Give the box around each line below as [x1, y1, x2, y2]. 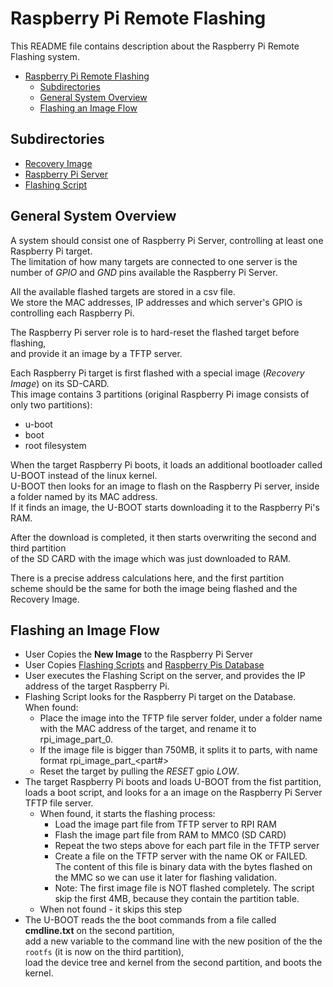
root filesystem [24, 439, 87, 451]
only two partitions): [10, 398, 93, 411]
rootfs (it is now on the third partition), [24, 946, 185, 958]
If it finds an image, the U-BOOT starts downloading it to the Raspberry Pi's [10, 501, 320, 513]
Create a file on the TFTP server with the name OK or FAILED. [54, 850, 308, 862]
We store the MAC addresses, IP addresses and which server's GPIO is [10, 296, 303, 308]
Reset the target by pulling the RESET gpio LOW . [39, 765, 240, 777]
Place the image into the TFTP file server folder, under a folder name [39, 712, 323, 724]
